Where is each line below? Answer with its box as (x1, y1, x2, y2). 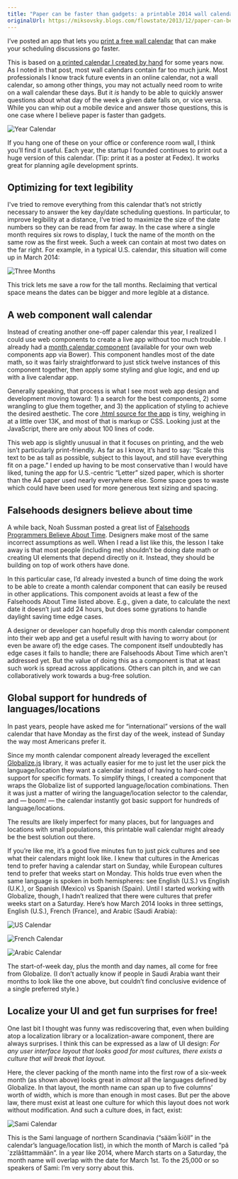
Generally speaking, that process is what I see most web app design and (7, 387, 220, 395)
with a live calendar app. (7, 373, 79, 382)
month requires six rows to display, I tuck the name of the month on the (7, 230, 215, 239)
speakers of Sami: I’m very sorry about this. (7, 1163, 135, 1172)
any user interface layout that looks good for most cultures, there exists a (7, 1046, 222, 1055)
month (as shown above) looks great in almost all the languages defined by (7, 1075, 227, 1084)
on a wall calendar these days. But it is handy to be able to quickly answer (7, 88, 223, 97)
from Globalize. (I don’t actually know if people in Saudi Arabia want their (7, 969, 220, 978)
